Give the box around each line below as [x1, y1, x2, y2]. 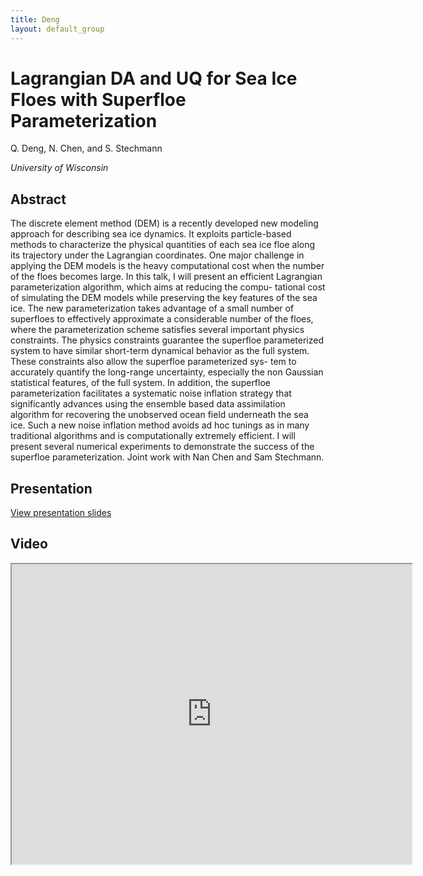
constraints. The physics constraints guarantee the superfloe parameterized [10, 334, 325, 346]
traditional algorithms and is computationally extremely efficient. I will [10, 430, 296, 442]
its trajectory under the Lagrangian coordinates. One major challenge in [10, 249, 305, 261]
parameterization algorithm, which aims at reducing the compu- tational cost [10, 281, 326, 293]
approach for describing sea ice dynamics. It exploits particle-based [10, 228, 292, 240]
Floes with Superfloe [10, 88, 187, 111]
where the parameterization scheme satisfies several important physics [10, 324, 305, 336]
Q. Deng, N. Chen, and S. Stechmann [10, 142, 163, 155]
